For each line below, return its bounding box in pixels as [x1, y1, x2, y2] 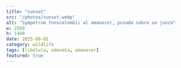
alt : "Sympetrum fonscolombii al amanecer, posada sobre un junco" [6, 20, 176, 25]
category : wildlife [6, 42, 54, 48]
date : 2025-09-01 [6, 36, 49, 42]
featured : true [6, 53, 44, 59]
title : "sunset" [6, 8, 46, 15]
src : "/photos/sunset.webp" [6, 14, 76, 20]
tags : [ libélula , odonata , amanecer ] [6, 47, 99, 53]
